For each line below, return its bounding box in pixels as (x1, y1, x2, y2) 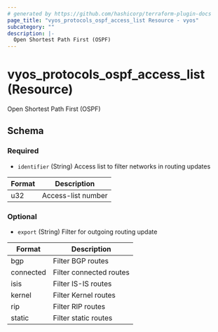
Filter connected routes (53, 267, 130, 277)
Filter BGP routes (53, 256, 109, 266)
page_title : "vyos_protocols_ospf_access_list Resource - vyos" (7, 17, 199, 24)
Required (7, 146, 39, 156)
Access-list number (41, 190, 108, 200)
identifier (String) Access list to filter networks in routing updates (17, 162, 211, 171)
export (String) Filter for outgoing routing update (17, 227, 158, 236)
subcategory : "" (7, 23, 55, 30)
